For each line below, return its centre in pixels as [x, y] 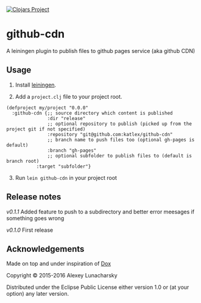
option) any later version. [37, 294]
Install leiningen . [36, 85]
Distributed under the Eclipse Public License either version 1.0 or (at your [98, 287]
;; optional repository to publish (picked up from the [119, 124]
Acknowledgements [45, 249]
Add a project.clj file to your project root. [69, 96]
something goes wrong [35, 218]
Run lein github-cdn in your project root [66, 177]
